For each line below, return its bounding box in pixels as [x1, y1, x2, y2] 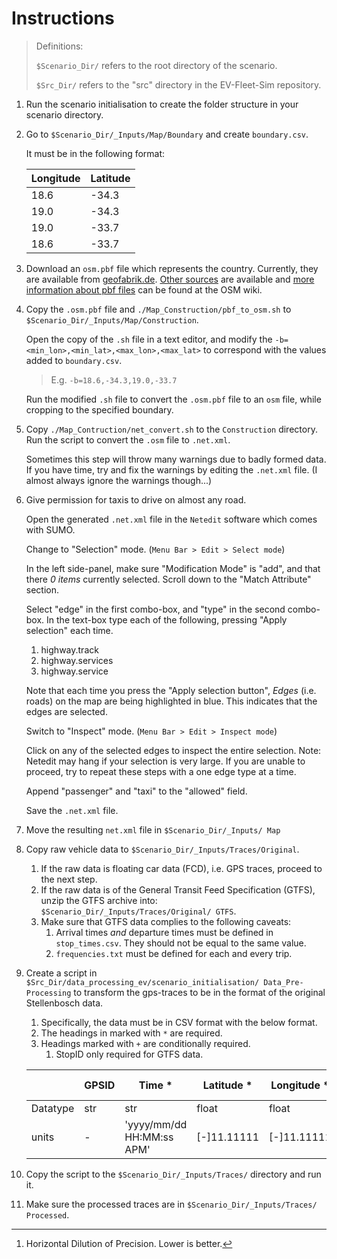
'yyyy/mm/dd [124, 1117, 188, 1131]
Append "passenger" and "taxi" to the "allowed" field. [25, 785, 248, 797]
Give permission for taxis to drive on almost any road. [25, 493, 247, 506]
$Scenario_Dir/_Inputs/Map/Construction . [25, 313, 199, 326]
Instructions [11, 7, 115, 30]
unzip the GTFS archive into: [40, 894, 158, 906]
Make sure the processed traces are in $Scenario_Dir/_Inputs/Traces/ [25, 1198, 318, 1210]
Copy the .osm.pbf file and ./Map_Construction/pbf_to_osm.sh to [25, 303, 292, 315]
